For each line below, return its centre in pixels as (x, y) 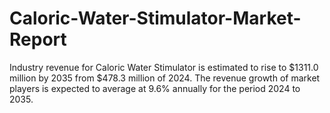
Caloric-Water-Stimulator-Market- (155, 18)
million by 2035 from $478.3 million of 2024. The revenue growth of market (165, 78)
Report (38, 39)
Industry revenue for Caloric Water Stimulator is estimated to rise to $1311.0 (164, 67)
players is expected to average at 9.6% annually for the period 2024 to (155, 88)
